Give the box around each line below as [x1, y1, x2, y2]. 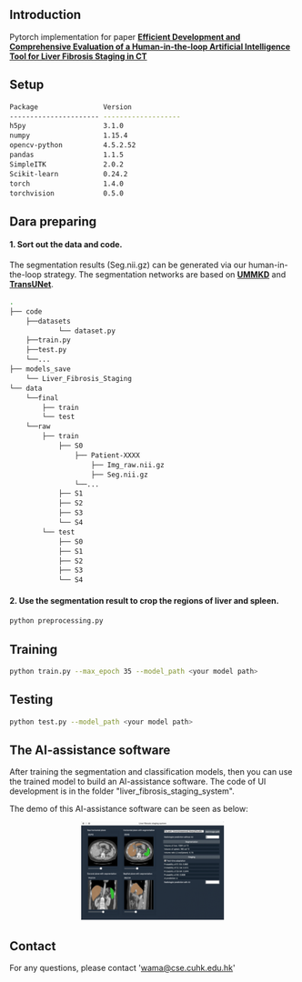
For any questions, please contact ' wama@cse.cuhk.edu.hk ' [9, 963, 236, 974]
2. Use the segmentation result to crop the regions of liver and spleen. [9, 595, 279, 606]
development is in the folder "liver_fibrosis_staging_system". [9, 786, 235, 797]
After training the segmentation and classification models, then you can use [9, 767, 293, 777]
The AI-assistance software [9, 743, 171, 758]
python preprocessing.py [9, 616, 104, 626]
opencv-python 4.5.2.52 [9, 141, 136, 150]
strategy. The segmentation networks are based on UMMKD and [44, 268, 287, 280]
